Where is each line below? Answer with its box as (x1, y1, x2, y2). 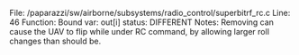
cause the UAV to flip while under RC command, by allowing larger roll (9, 27, 270, 36)
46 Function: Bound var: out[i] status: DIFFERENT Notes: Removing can (9, 17, 275, 27)
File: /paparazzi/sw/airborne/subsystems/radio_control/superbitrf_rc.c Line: (9, 8, 291, 18)
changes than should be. (9, 35, 102, 46)
